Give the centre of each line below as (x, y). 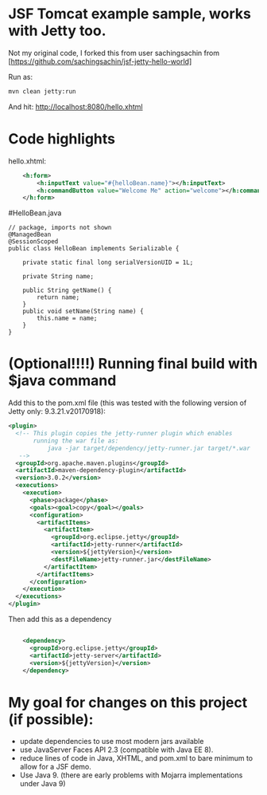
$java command (62, 381)
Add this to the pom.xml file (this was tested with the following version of (128, 403)
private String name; (58, 277)
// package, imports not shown (60, 228)
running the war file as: (76, 441)
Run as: (21, 77)
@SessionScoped (33, 242)
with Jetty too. (57, 31)
